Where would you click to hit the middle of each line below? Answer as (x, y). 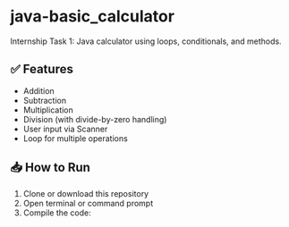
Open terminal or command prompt (88, 203)
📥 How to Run (50, 168)
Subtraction (44, 100)
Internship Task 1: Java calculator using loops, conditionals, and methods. (146, 41)
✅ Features (42, 69)
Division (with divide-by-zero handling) (95, 119)
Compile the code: (57, 213)
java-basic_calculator (93, 17)
